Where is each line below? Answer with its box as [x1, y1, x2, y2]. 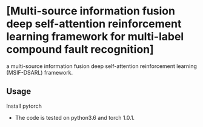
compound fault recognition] [6, 43, 155, 57]
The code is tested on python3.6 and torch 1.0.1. [15, 114, 135, 121]
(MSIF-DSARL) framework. [6, 69, 73, 76]
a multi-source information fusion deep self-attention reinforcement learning [6, 62, 197, 70]
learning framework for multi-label [6, 30, 184, 43]
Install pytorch [6, 102, 42, 110]
